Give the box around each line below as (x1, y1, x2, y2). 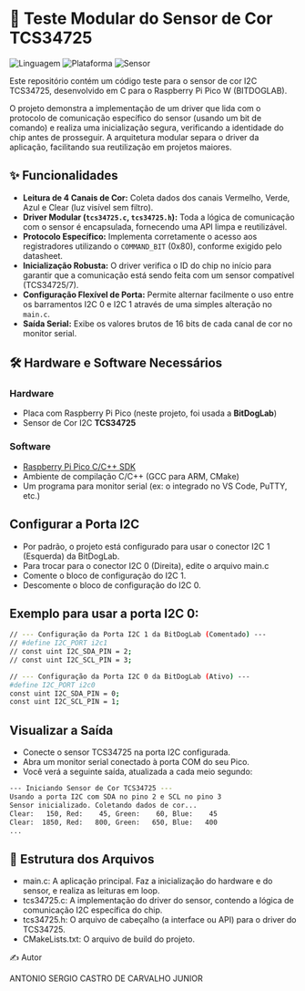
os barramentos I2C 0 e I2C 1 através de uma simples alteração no (22, 298, 273, 309)
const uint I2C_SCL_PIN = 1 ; (9, 697, 120, 707)
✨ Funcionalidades (9, 168, 118, 183)
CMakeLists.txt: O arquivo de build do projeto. (22, 934, 196, 945)
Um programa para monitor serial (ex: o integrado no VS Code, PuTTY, (22, 480, 288, 491)
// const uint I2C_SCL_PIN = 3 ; (9, 656, 132, 665)
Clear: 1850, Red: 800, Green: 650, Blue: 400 (9, 818, 219, 827)
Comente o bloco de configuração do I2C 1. (22, 570, 187, 581)
